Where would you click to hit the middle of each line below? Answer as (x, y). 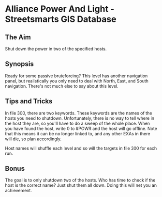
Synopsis (19, 64)
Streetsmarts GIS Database (61, 19)
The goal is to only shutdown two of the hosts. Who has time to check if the (80, 180)
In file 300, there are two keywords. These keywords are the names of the (79, 113)
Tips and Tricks (29, 101)
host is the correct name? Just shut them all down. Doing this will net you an (81, 185)
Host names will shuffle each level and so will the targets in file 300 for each (81, 148)
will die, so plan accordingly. (33, 139)
